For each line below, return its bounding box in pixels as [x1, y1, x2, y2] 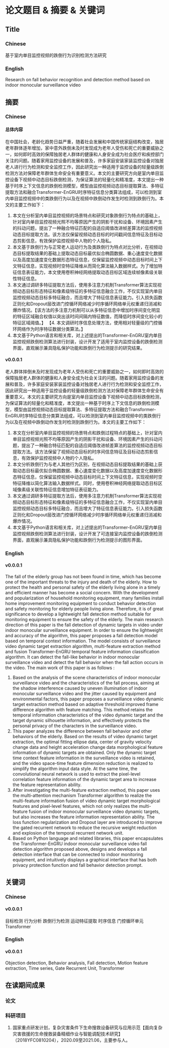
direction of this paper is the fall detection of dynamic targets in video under [5, 622, 163, 628]
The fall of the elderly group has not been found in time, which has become [5, 574, 161, 580]
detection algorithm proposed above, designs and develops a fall [12, 846, 147, 852]
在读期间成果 [5, 981, 45, 989]
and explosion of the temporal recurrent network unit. [12, 830, 124, 836]
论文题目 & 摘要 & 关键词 [5, 5, 105, 16]
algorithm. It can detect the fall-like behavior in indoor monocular [5, 654, 140, 660]
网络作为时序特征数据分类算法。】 [17, 326, 86, 332]
